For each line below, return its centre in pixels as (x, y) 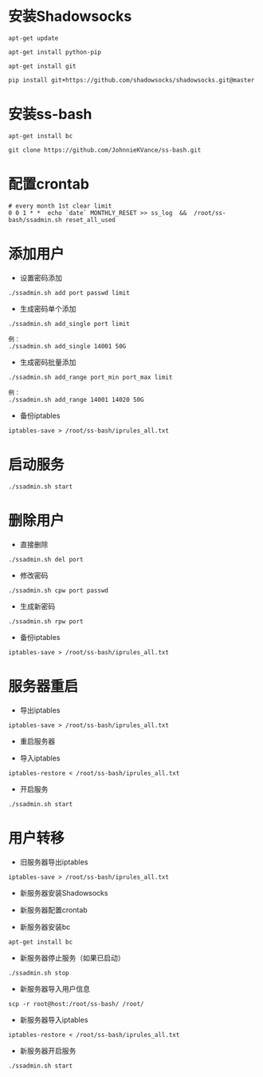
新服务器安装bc (45, 927)
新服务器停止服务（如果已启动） (72, 958)
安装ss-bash (50, 115)
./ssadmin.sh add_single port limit (69, 324)
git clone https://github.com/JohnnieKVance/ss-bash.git (105, 150)
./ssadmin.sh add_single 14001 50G (67, 346)
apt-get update (33, 38)
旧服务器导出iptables (54, 862)
